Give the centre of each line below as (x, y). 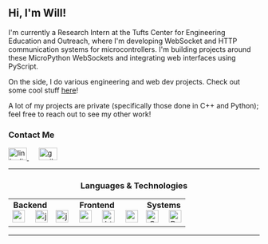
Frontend (97, 205)
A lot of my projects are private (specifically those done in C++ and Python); (134, 105)
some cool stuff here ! (43, 90)
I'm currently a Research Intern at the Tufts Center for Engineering (117, 32)
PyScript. (23, 66)
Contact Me (32, 135)
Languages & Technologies (134, 186)
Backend (30, 205)
